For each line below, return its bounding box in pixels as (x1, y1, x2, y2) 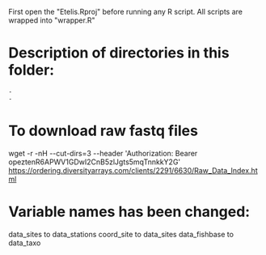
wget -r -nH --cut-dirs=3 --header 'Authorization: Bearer (8, 148, 198, 158)
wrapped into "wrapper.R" (8, 15, 95, 25)
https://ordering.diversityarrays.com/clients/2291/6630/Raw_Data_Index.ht (8, 165, 258, 175)
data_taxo (8, 238, 41, 248)
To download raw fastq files (8, 121, 198, 140)
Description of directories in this (8, 44, 230, 62)
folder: (8, 61, 55, 79)
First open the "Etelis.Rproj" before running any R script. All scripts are (8, 7, 243, 16)
